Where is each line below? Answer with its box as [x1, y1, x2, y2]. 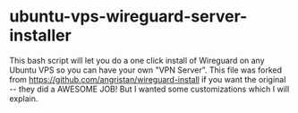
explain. [9, 92, 38, 104]
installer [9, 25, 72, 46]
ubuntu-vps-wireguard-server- [9, 6, 248, 27]
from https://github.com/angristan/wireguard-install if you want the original [9, 74, 286, 84]
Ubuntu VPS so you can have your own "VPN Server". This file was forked [9, 65, 283, 75]
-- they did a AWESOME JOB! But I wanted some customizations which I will [9, 83, 290, 94]
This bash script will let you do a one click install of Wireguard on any [9, 55, 266, 65]
